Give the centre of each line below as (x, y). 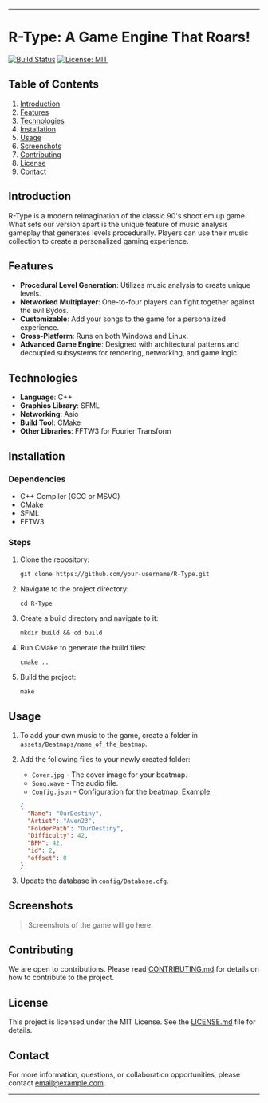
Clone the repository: (55, 559)
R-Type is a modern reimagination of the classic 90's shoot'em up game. (128, 215)
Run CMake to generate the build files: (83, 648)
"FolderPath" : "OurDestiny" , (76, 828)
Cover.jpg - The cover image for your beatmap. (109, 775)
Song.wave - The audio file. (75, 783)
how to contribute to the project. (61, 978)
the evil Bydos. (44, 311)
